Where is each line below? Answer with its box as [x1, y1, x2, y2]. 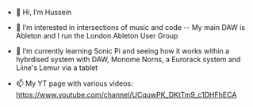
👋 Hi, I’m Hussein [15, 8, 72, 17]
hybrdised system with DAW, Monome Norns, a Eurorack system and [15, 55, 241, 64]
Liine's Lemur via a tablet [15, 63, 98, 72]
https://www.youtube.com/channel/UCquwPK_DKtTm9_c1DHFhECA [15, 90, 237, 99]
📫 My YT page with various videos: [15, 79, 133, 88]
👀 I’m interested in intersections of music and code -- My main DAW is [15, 23, 246, 31]
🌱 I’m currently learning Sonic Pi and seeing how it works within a [15, 46, 230, 55]
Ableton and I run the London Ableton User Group [15, 31, 178, 40]
